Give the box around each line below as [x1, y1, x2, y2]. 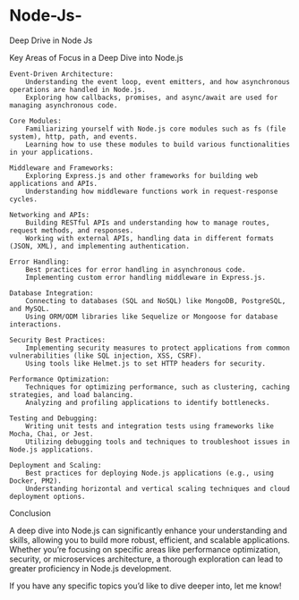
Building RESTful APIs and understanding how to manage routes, [25, 218, 270, 227]
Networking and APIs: [9, 210, 90, 219]
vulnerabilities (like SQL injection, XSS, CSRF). [9, 351, 202, 360]
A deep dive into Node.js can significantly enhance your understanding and [9, 525, 288, 536]
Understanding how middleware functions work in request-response [25, 187, 278, 196]
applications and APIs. [9, 179, 98, 188]
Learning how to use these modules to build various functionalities [25, 139, 291, 148]
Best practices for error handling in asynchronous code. [25, 265, 246, 274]
